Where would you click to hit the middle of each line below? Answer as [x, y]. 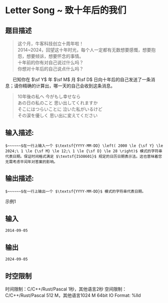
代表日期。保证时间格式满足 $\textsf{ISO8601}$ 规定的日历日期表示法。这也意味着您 [83, 156]
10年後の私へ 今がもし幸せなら [49, 97]
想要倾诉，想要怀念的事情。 [55, 56]
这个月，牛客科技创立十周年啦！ [50, 44]
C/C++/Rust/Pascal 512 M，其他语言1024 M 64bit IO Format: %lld [73, 295]
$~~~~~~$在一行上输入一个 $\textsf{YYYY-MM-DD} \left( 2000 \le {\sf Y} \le [84, 146]
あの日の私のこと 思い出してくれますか [57, 103]
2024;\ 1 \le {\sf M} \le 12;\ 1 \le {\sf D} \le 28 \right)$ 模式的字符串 [84, 151]
